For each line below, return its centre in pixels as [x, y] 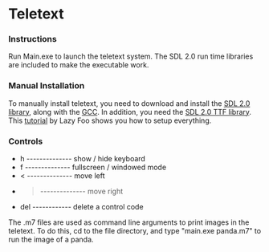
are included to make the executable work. [79, 65]
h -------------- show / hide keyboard [83, 159]
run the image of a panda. [51, 240]
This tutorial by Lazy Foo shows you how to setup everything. [110, 120]
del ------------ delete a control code [82, 207]
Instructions [33, 39]
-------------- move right [82, 191]
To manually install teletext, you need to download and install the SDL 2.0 [129, 103]
